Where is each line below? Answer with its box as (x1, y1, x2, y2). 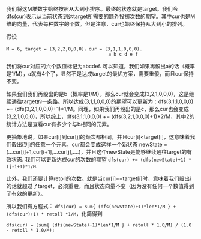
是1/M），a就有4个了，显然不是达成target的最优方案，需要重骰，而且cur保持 (6, 70, 194, 77)
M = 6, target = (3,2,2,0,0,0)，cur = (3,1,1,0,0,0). (6, 46, 143, 52)
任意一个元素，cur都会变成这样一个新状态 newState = (35, 141, 168, 148)
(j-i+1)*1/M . (6, 163, 38, 169)
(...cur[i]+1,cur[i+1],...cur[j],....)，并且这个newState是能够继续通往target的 (6, 148, 187, 155)
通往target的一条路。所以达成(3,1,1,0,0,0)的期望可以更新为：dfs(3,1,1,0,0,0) (11, 98, 194, 105)
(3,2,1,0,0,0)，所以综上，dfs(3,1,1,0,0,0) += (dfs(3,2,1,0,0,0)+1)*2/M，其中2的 (6, 113, 195, 120)
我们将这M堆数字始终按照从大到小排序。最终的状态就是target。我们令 (6, 5, 178, 12)
